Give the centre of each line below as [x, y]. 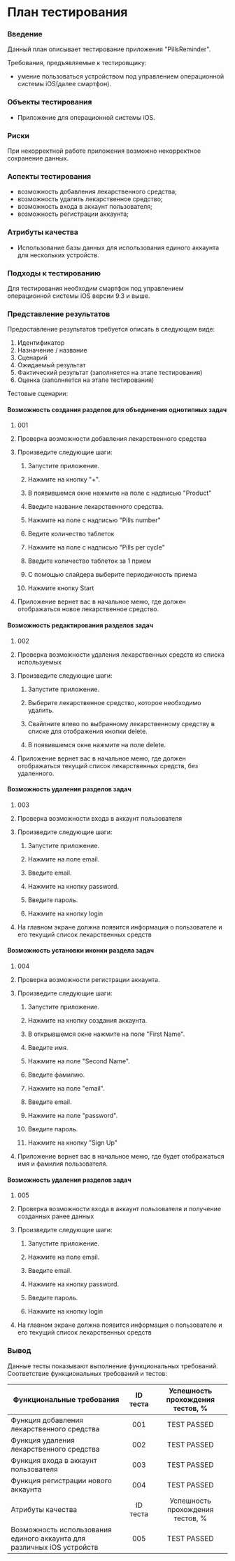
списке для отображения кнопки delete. [88, 731]
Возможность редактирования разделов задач [80, 625]
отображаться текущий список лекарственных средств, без [108, 765]
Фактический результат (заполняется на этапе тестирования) [110, 373]
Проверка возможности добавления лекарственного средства [112, 439]
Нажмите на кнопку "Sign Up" [72, 1143]
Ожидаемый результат [51, 365]
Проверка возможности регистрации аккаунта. [88, 980]
